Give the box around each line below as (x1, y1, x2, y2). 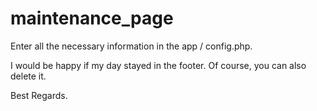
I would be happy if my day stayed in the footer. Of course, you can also (10, 59, 307, 71)
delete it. (10, 70, 47, 82)
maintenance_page (10, 7, 174, 30)
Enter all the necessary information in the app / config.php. (10, 40, 253, 52)
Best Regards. (10, 89, 68, 101)
